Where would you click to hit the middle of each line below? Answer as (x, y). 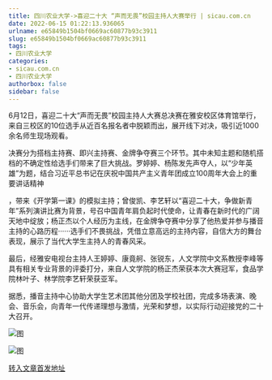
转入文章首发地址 (37, 368)
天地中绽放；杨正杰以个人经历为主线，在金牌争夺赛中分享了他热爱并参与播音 (136, 221)
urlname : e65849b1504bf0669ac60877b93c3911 (83, 31)
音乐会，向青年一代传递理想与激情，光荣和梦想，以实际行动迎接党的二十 (143, 306)
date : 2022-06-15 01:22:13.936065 (67, 24)
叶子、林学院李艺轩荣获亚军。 (72, 279)
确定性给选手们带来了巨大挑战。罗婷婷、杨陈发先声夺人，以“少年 (138, 163)
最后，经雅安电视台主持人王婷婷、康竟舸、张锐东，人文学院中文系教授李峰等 (136, 259)
